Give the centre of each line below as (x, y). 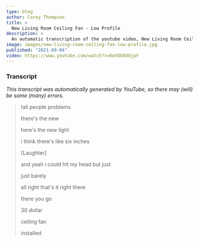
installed (31, 233)
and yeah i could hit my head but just (66, 164)
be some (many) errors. (35, 95)
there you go (36, 198)
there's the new (40, 118)
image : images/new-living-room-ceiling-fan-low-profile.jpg (82, 45)
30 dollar (32, 210)
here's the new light (45, 130)
